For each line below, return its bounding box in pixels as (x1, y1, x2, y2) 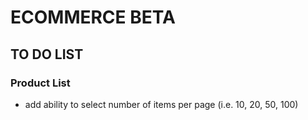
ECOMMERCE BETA (10, 6, 176, 29)
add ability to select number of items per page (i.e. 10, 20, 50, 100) (24, 98, 299, 110)
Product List (10, 76, 71, 90)
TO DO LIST (10, 46, 84, 63)
